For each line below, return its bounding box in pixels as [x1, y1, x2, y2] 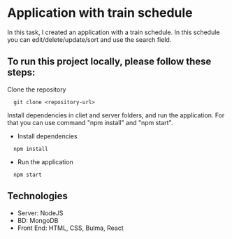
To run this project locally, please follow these [7, 56, 212, 68]
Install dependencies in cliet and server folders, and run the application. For [7, 110, 225, 119]
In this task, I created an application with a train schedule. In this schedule [7, 28, 220, 36]
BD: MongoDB [17, 216, 59, 224]
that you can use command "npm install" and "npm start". [7, 118, 173, 126]
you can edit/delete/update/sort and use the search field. [7, 35, 172, 43]
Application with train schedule [7, 5, 194, 21]
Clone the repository [7, 85, 66, 94]
